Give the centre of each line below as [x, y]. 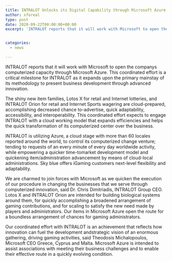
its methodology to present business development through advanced [78, 83]
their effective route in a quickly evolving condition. [59, 254]
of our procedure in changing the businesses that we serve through [77, 184]
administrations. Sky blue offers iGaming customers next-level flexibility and [85, 163]
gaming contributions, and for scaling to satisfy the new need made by [80, 205]
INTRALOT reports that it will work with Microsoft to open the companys [81, 67]
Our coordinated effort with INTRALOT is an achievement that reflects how [84, 227]
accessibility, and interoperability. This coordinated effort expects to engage [86, 115]
